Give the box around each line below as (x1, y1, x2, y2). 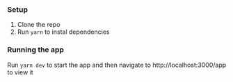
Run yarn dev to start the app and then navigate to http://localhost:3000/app (7, 61, 227, 69)
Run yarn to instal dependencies (17, 28, 110, 36)
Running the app (7, 45, 65, 54)
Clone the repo (17, 21, 61, 29)
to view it (7, 68, 33, 76)
